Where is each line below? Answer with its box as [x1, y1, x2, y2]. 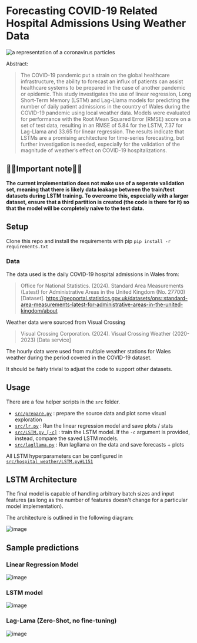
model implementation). [6, 503, 64, 510]
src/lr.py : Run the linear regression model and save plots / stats [14, 422, 173, 429]
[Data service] [36, 336, 72, 343]
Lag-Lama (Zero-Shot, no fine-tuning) [6, 616, 117, 625]
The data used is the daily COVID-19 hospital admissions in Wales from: [6, 270, 179, 278]
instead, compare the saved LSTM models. [14, 435, 119, 442]
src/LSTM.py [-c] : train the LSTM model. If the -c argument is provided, [14, 428, 190, 435]
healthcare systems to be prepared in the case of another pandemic [20, 84, 186, 91]
